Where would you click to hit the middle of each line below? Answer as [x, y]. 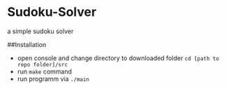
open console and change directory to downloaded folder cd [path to [118, 58]
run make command [44, 71]
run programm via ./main [53, 79]
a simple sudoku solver [40, 31]
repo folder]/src [43, 64]
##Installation [27, 44]
